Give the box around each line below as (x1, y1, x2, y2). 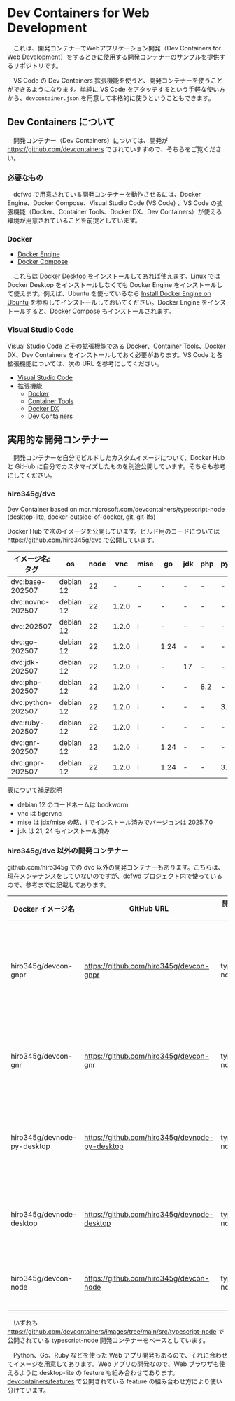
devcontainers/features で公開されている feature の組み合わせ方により (7, 1377, 211, 1386)
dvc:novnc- (10, 597, 50, 606)
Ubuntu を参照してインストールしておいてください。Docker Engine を (7, 298, 208, 307)
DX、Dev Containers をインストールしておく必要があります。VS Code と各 (7, 350, 223, 358)
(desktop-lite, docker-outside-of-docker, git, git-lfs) (7, 513, 156, 521)
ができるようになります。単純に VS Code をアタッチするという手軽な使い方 (7, 85, 226, 93)
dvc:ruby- (10, 718, 45, 727)
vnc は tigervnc (17, 809, 62, 817)
